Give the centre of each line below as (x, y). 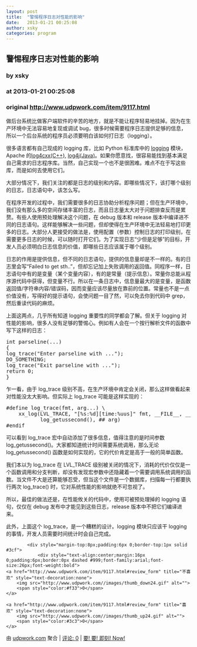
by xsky (18, 76)
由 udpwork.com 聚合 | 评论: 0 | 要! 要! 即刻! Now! (66, 638)
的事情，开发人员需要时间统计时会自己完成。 (60, 534)
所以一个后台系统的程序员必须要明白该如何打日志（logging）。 (81, 135)
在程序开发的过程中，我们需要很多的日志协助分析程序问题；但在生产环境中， (98, 202)
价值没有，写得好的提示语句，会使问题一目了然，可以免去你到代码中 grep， (97, 296)
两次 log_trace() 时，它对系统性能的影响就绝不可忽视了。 (79, 487)
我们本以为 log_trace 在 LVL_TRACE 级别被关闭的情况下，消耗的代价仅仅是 (96, 464)
